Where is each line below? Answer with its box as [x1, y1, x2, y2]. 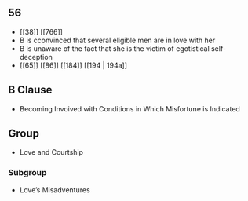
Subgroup [8, 167, 47, 178]
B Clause [8, 83, 53, 97]
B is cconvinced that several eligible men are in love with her [19, 35, 216, 45]
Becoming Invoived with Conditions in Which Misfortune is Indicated [19, 104, 241, 113]
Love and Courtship [19, 148, 84, 157]
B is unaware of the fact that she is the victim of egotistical [19, 43, 210, 53]
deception [19, 52, 53, 61]
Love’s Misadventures [19, 185, 90, 195]
